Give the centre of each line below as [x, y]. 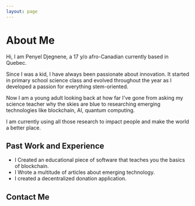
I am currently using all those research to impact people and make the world [97, 121]
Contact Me [28, 197]
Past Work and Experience [55, 146]
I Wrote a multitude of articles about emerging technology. [85, 172]
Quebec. [16, 62]
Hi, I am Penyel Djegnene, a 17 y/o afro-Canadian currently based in [88, 57]
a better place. [23, 128]
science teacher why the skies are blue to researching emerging [83, 104]
